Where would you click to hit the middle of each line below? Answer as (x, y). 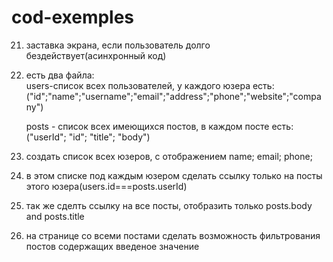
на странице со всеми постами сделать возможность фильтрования (173, 235)
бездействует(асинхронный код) (96, 55)
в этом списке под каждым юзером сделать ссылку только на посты (174, 175)
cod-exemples (73, 17)
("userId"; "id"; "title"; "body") (88, 137)
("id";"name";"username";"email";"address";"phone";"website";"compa (173, 96)
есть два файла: (60, 75)
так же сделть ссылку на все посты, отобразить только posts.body (169, 205)
